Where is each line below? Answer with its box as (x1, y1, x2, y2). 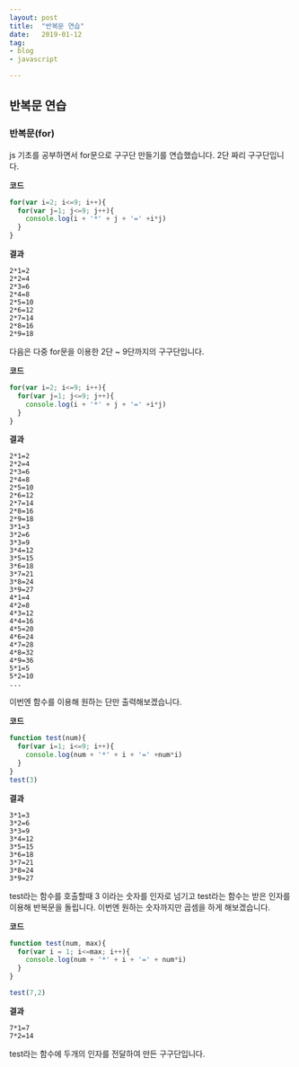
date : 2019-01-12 (9, 30, 83, 39)
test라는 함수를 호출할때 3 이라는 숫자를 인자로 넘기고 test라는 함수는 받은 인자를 (9, 890, 291, 901)
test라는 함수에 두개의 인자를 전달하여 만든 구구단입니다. (9, 1048, 206, 1059)
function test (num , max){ (9, 939, 106, 948)
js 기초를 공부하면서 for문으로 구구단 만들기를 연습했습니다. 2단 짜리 (9, 149, 247, 160)
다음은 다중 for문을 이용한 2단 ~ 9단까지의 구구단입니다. (9, 347, 205, 357)
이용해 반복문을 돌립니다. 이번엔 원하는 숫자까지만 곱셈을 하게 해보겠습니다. (9, 902, 271, 913)
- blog (9, 47, 34, 56)
